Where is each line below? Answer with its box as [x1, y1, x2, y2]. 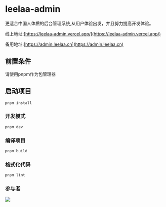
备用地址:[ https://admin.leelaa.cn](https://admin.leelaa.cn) [5, 41, 124, 47]
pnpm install [5, 100, 32, 105]
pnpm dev [5, 124, 23, 129]
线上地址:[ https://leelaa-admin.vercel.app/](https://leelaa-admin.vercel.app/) [5, 31, 161, 36]
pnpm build [5, 148, 28, 153]
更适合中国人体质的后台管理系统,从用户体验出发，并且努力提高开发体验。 [5, 20, 154, 26]
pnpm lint [5, 172, 26, 178]
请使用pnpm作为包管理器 [5, 71, 56, 77]
